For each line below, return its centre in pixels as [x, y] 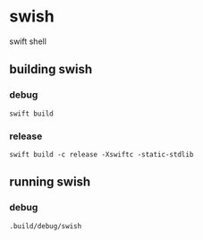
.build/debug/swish [46, 226]
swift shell [28, 41]
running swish [50, 182]
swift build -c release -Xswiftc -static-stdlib [101, 154]
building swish [51, 69]
